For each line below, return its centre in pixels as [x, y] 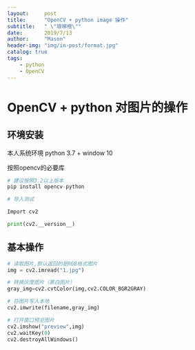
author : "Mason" [37, 39]
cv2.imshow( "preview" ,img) [46, 327]
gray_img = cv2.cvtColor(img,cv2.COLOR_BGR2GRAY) [77, 289]
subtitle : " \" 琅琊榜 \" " [44, 26]
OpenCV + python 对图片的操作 [97, 107]
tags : [15, 59]
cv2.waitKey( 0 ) [29, 333]
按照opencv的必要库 [36, 167]
